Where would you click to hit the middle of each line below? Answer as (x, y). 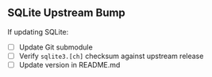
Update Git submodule (56, 47)
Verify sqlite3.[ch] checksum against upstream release (111, 56)
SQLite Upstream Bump (67, 13)
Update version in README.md (69, 64)
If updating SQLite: (38, 31)
